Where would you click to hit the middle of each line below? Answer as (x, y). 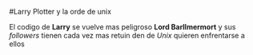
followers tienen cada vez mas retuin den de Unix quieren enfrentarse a (127, 35)
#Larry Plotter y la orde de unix (60, 12)
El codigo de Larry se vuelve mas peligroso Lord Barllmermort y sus (122, 27)
